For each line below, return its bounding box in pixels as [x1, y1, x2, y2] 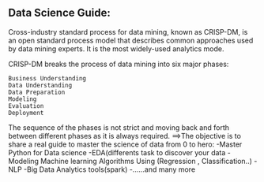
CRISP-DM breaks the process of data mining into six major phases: [8, 59, 229, 69]
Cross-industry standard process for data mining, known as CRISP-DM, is [8, 27, 248, 36]
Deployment [8, 109, 44, 117]
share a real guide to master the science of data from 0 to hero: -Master [8, 139, 243, 149]
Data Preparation [8, 88, 66, 96]
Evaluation [8, 102, 44, 110]
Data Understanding [8, 81, 73, 89]
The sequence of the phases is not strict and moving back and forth [8, 122, 230, 132]
